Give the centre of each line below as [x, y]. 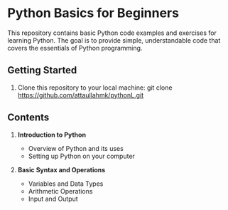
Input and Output [53, 199]
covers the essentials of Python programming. [75, 48]
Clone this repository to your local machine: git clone [95, 88]
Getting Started [42, 70]
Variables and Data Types [66, 184]
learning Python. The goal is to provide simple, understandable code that [114, 40]
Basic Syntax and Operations [61, 169]
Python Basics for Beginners [93, 13]
